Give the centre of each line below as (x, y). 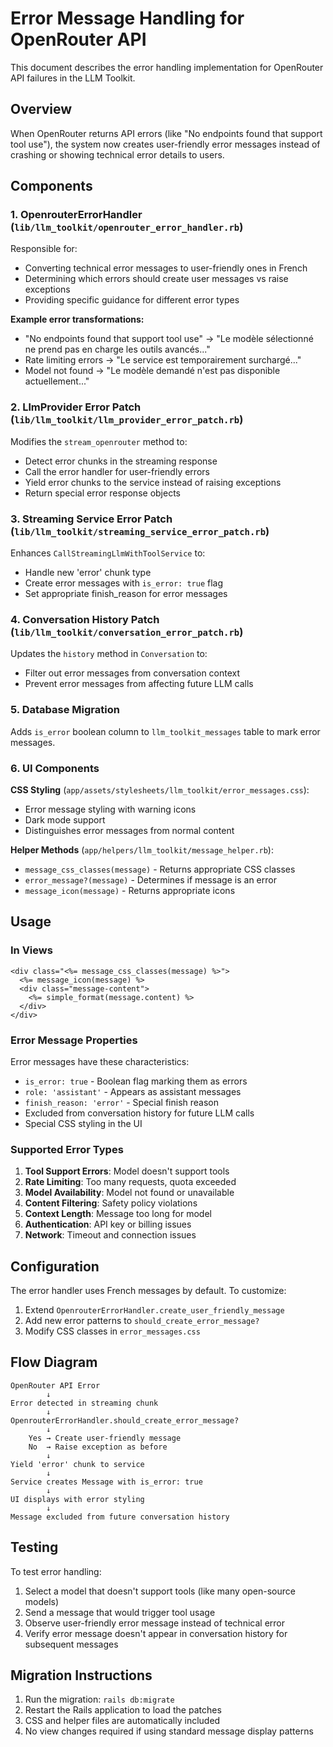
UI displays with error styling (77, 1499)
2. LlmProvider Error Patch (76, 407)
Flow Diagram (54, 1362)
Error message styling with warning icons (110, 809)
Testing (34, 1547)
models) (42, 1601)
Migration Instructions (81, 1675)
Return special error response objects (102, 493)
